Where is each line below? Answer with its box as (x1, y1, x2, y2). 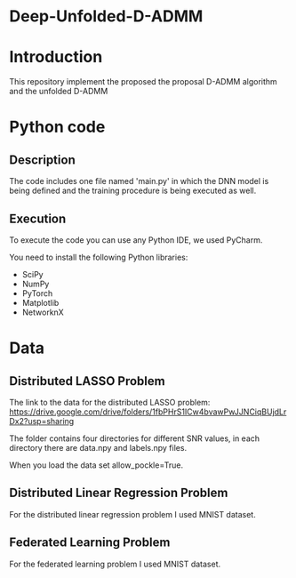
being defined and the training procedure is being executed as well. (9, 185, 257, 197)
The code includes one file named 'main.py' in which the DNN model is (9, 176, 269, 187)
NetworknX (21, 307, 64, 317)
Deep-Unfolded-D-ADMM (9, 6, 204, 27)
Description (9, 152, 76, 167)
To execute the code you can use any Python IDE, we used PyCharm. (9, 234, 263, 245)
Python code (9, 117, 106, 137)
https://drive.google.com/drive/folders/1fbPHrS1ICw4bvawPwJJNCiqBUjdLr (9, 406, 287, 417)
